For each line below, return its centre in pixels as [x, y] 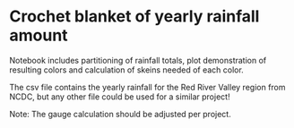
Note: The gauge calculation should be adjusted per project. [120, 114]
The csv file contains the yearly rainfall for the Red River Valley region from [147, 87]
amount [39, 35]
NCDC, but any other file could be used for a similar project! [120, 97]
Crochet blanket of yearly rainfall [134, 17]
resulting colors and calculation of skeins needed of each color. [126, 70]
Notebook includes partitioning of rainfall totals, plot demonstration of [138, 60]
